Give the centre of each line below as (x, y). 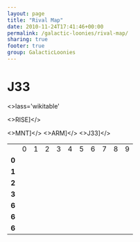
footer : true (26, 46)
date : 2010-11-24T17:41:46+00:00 (55, 26)
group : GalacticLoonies (42, 53)
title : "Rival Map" (35, 20)
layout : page (26, 14)
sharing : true (28, 40)
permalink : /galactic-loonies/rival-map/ (68, 33)
